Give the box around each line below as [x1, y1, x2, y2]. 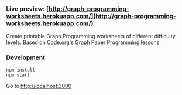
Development [6, 53, 46, 62]
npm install [6, 67, 35, 73]
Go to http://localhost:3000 [6, 82, 72, 89]
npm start [6, 72, 30, 78]
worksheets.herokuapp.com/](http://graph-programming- [6, 12, 177, 20]
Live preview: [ [6, 5, 49, 13]
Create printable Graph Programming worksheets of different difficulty [6, 33, 176, 40]
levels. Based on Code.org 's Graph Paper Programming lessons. [6, 39, 161, 46]
